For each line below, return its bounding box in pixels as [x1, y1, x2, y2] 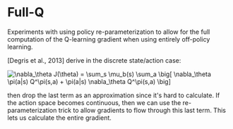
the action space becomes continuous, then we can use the [7, 98, 181, 106]
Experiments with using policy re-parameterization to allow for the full [7, 27, 210, 36]
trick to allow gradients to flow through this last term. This [58, 106, 226, 114]
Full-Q [7, 4, 44, 20]
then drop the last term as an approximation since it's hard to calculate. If [7, 91, 220, 99]
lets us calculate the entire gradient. [7, 113, 112, 122]
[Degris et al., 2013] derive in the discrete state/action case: [7, 56, 181, 64]
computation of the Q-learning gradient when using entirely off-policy [7, 35, 210, 43]
